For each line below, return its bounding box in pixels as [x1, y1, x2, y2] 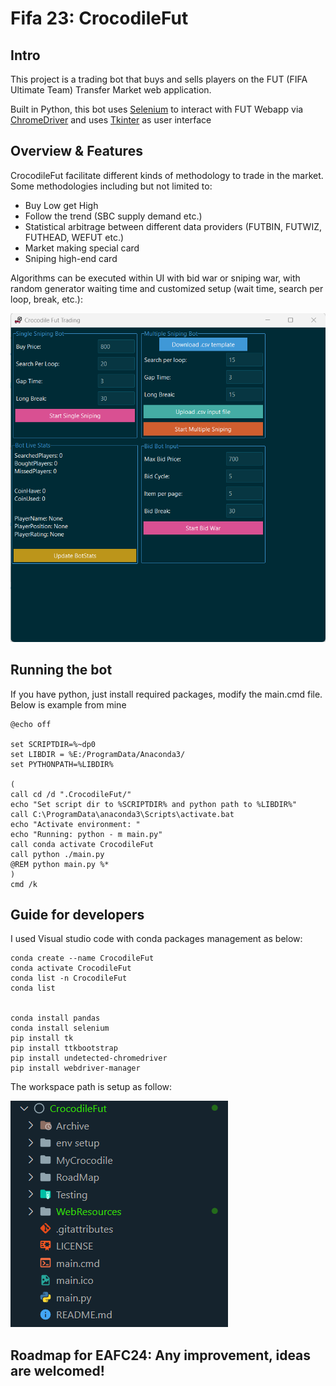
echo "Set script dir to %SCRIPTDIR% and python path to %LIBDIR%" [10, 799, 298, 809]
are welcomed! [10, 1362, 105, 1379]
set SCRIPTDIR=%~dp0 [10, 739, 97, 749]
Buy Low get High [24, 199, 99, 211]
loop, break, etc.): [10, 293, 83, 305]
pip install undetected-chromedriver [10, 1053, 168, 1064]
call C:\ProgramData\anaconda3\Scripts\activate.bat [10, 809, 235, 819]
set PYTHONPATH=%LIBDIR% [10, 759, 114, 769]
